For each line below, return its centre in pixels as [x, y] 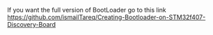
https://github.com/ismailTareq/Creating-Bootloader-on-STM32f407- [106, 17]
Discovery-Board [32, 24]
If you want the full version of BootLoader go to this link [87, 10]
